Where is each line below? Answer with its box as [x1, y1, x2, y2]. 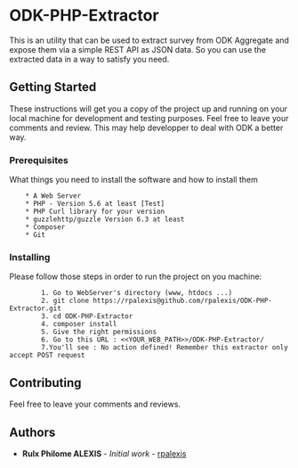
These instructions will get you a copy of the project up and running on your [9, 103, 287, 114]
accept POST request [9, 351, 86, 360]
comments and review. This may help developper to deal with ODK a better [9, 122, 284, 133]
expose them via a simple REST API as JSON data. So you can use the [9, 44, 267, 54]
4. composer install [41, 320, 117, 329]
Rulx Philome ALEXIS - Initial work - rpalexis [21, 447, 187, 459]
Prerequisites [9, 153, 68, 166]
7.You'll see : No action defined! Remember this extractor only [41, 343, 289, 352]
